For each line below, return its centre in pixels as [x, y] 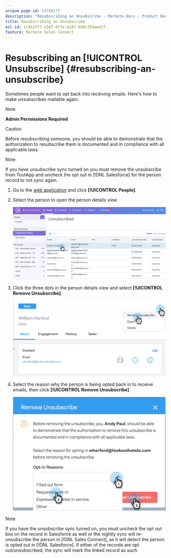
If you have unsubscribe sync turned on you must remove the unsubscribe [83, 169]
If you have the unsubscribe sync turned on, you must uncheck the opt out [83, 528]
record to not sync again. [32, 180]
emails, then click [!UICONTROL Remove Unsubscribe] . [72, 389]
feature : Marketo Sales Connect [39, 32]
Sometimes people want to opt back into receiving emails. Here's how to [81, 94]
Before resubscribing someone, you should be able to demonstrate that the [84, 139]
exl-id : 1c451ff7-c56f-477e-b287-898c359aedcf [55, 27]
